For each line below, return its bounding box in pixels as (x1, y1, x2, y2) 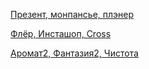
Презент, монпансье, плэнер (10, 9, 135, 20)
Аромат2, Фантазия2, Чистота (10, 47, 139, 59)
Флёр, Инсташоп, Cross (10, 28, 112, 39)
